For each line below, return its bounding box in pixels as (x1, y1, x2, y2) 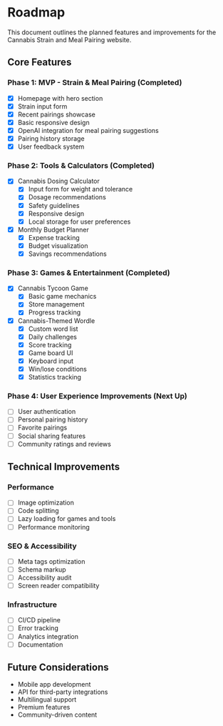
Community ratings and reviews (17, 439, 112, 448)
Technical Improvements (7, 461, 120, 473)
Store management (28, 300, 85, 309)
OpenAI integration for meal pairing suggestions (17, 126, 159, 134)
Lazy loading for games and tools (17, 514, 116, 523)
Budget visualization (28, 241, 88, 250)
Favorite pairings (17, 423, 68, 432)
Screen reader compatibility (17, 582, 100, 590)
